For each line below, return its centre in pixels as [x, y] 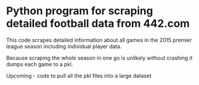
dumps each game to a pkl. [40, 64]
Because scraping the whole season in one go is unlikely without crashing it [99, 58]
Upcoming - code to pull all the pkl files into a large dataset [79, 75]
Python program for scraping [80, 11]
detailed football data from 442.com [98, 23]
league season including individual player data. [64, 46]
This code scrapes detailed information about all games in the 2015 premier [99, 40]
